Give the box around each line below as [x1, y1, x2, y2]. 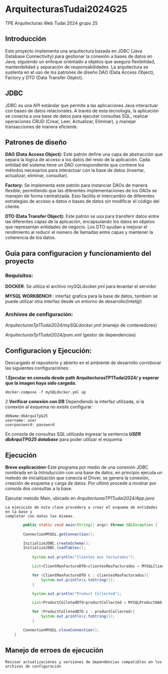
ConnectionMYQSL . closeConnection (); [23, 627, 99, 632]
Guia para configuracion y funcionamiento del [5, 249, 151, 257]
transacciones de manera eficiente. [5, 124, 78, 130]
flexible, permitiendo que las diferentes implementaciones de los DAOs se [5, 188, 157, 194]
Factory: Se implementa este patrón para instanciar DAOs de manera [5, 182, 147, 188]
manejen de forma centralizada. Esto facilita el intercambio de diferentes [5, 193, 155, 199]
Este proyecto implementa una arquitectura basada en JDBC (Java [5, 48, 142, 54]
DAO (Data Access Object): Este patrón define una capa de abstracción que [5, 151, 163, 157]
